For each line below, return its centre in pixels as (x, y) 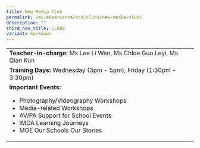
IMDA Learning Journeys (54, 123)
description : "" (26, 23)
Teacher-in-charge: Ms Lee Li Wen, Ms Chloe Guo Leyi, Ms (94, 53)
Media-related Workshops (56, 108)
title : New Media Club (34, 12)
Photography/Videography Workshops (73, 100)
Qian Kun (22, 61)
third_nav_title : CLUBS (36, 28)
